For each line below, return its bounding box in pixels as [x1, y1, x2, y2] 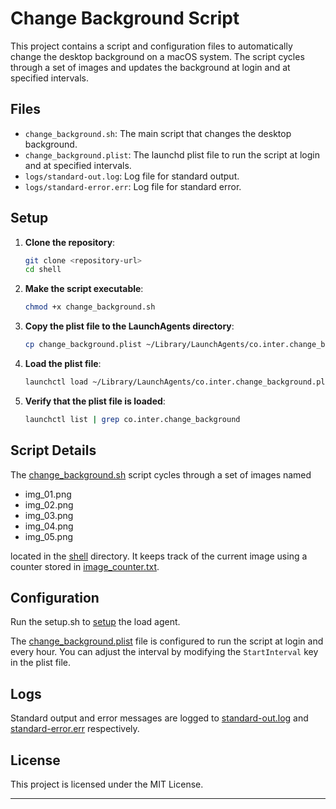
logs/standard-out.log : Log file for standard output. [24, 170, 240, 182]
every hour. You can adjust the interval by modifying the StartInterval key [10, 646, 319, 658]
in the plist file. [10, 657, 71, 669]
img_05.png [24, 530, 74, 542]
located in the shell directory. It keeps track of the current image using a [10, 550, 308, 562]
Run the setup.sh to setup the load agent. [10, 616, 181, 628]
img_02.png [24, 498, 74, 511]
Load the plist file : [24, 358, 102, 370]
